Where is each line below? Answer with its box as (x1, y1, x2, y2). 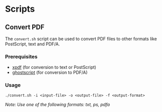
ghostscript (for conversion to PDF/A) (12, 69, 88, 75)
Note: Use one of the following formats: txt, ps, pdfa (5, 101, 110, 107)
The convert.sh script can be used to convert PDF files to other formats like (5, 36, 157, 42)
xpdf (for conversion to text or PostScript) (12, 65, 97, 70)
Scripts (5, 3, 35, 15)
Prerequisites (5, 53, 38, 60)
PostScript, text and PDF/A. (5, 41, 60, 47)
